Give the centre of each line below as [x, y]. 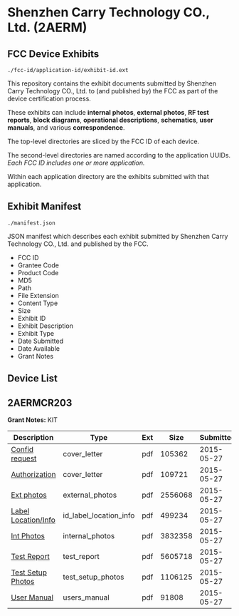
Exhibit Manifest [44, 206]
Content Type [38, 303]
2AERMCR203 [40, 402]
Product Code [38, 272]
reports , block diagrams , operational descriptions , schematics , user [110, 120]
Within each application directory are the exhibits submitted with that [108, 176]
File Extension [38, 295]
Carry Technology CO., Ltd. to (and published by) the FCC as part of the [113, 91]
